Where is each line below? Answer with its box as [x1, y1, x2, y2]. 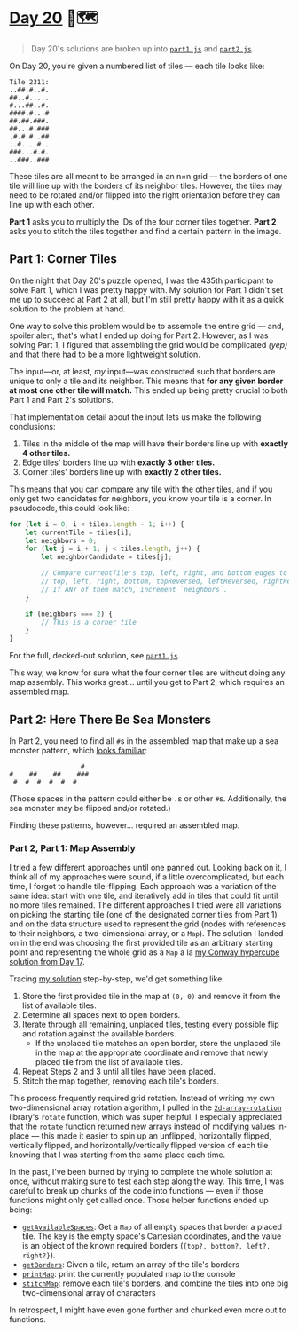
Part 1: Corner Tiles [9, 251, 118, 267]
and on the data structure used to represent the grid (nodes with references [9, 918, 286, 929]
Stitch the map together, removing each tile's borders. [21, 1076, 220, 1086]
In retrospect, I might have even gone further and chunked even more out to [9, 1304, 286, 1315]
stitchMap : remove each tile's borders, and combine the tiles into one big [21, 1278, 289, 1289]
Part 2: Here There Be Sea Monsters [9, 712, 211, 727]
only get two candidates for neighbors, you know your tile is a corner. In [9, 493, 272, 503]
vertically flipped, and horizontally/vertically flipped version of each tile [9, 1140, 269, 1151]
